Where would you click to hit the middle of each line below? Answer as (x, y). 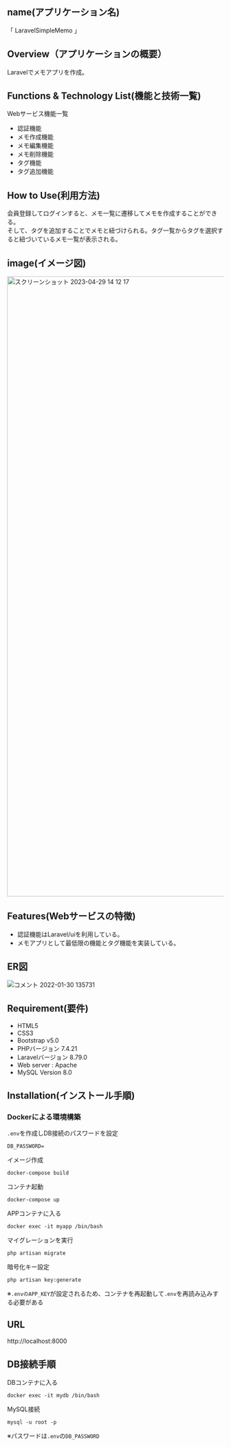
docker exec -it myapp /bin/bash (55, 1227)
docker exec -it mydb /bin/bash (53, 1395)
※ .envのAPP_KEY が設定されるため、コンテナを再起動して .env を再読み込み (110, 1294)
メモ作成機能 (35, 137)
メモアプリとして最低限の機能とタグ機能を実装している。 (98, 943)
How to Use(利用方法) (54, 195)
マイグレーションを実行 (40, 1240)
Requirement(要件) (48, 1008)
